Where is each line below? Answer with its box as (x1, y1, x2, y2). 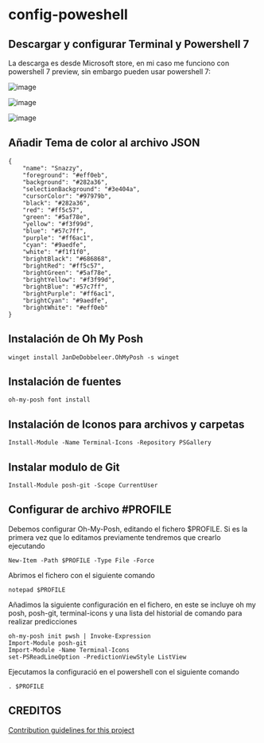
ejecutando (8, 541, 45, 550)
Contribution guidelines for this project (8, 725, 135, 734)
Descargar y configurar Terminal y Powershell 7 (8, 37, 250, 51)
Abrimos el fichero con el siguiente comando (8, 570, 155, 580)
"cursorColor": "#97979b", (22, 192, 112, 200)
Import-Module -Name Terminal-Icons (8, 646, 130, 654)
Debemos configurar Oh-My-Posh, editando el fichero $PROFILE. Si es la (8, 524, 248, 534)
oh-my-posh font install (8, 396, 91, 404)
